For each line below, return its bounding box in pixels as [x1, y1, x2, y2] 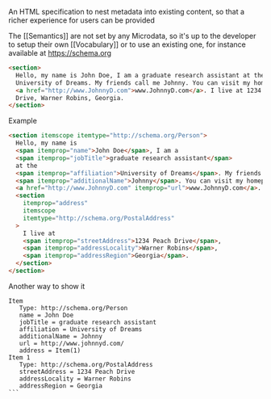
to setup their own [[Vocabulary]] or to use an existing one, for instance [8, 40, 246, 49]
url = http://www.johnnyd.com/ [19, 339, 125, 347]
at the [15, 162, 38, 170]
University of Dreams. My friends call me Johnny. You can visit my [15, 78, 251, 87]
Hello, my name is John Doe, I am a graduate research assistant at [15, 71, 251, 79]
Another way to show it [8, 281, 85, 291]
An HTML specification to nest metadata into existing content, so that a [8, 7, 244, 16]
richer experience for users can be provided [8, 15, 155, 25]
